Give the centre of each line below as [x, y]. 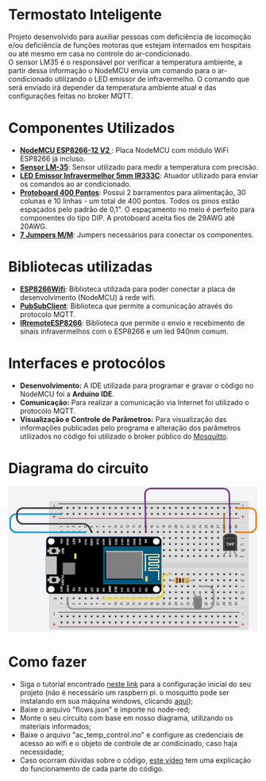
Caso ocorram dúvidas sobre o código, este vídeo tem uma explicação [135, 760]
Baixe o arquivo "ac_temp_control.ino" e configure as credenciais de [131, 735]
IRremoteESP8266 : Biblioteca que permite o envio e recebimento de [132, 322]
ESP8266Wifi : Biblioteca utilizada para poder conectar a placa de [127, 289]
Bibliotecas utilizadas [81, 267]
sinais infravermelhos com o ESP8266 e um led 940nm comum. [124, 331]
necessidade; [42, 752]
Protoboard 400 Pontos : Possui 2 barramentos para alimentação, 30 [133, 192]
